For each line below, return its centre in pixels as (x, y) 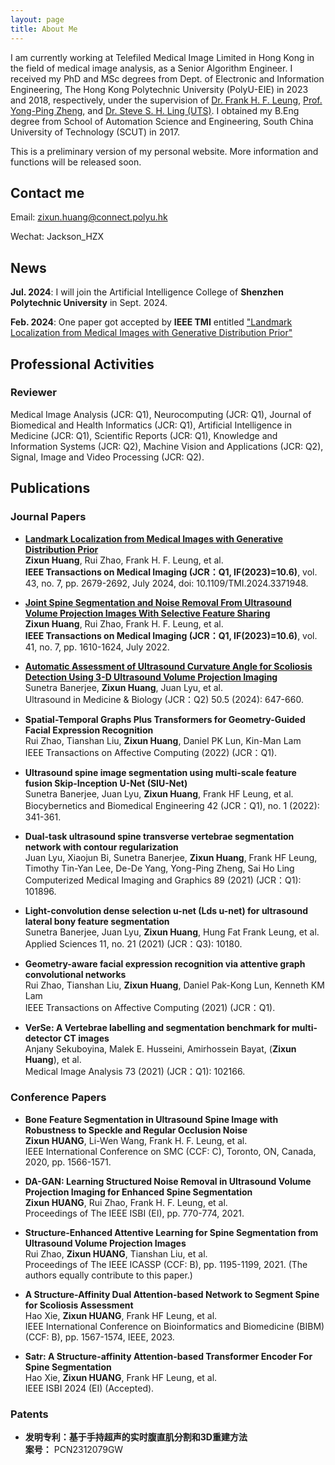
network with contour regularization (101, 847)
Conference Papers (58, 1098)
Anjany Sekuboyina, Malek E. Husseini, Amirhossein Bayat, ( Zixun (160, 1048)
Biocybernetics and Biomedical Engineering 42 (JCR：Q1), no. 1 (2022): (172, 805)
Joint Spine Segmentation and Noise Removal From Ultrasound (158, 602)
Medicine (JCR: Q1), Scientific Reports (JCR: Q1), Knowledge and (144, 435)
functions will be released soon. (76, 162)
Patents (29, 1414)
